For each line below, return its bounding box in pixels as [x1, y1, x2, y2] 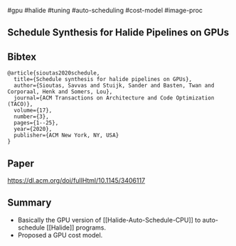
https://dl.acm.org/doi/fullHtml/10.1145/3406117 [7, 176, 146, 185]
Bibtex [7, 50, 37, 63]
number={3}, [14, 113, 50, 120]
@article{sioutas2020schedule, [7, 70, 100, 77]
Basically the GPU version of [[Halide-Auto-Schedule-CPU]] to [17, 215, 201, 224]
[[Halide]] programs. [45, 223, 107, 232]
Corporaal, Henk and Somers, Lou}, [7, 88, 113, 95]
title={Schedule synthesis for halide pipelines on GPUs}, [14, 76, 193, 83]
